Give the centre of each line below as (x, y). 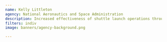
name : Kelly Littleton (29, 10)
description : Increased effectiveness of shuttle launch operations (78, 19)
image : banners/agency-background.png (45, 28)
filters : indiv (21, 23)
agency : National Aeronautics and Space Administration (64, 14)
